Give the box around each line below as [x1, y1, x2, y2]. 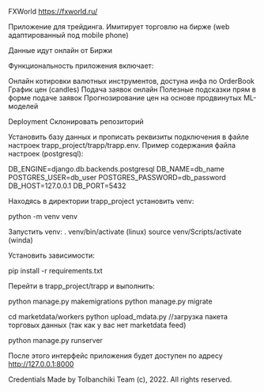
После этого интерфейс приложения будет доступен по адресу [8, 351, 223, 360]
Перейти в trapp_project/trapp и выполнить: [8, 281, 156, 291]
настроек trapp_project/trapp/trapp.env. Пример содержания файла [8, 141, 236, 149]
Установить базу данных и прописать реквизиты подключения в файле [8, 132, 249, 141]
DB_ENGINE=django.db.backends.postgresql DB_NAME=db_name [8, 164, 225, 173]
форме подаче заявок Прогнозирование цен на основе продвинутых [8, 93, 243, 102]
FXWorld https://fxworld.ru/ [8, 7, 98, 16]
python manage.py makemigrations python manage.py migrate [8, 296, 213, 306]
